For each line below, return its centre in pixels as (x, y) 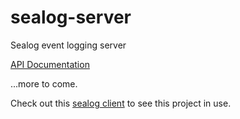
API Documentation (50, 64)
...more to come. (44, 83)
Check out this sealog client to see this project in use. (121, 103)
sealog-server (71, 17)
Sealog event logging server (68, 45)
